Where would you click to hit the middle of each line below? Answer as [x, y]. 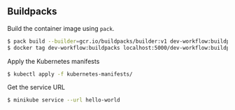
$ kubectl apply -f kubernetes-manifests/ [70, 74]
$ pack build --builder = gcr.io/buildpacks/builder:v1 [87, 41]
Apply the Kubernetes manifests [54, 61]
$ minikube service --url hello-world [64, 100]
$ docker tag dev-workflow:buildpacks [64, 48]
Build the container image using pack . [61, 28]
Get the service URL [36, 88]
